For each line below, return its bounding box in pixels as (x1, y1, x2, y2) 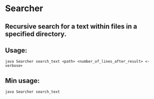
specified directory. (5, 30, 67, 38)
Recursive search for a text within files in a (5, 22, 137, 31)
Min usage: (5, 76, 40, 85)
